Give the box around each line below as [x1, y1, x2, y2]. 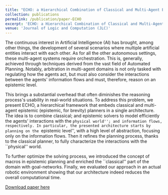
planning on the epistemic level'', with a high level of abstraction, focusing [5, 128, 160, 134]
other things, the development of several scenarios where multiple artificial [5, 45, 159, 51]
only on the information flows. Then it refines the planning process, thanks [5, 133, 158, 139]
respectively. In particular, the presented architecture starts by [5, 123, 151, 129]
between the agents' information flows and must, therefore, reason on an [5, 77, 156, 83]
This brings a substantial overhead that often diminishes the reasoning [5, 92, 150, 98]
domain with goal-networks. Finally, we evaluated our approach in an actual [5, 164, 161, 170]
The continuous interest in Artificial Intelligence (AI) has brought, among [5, 39, 153, 45]
